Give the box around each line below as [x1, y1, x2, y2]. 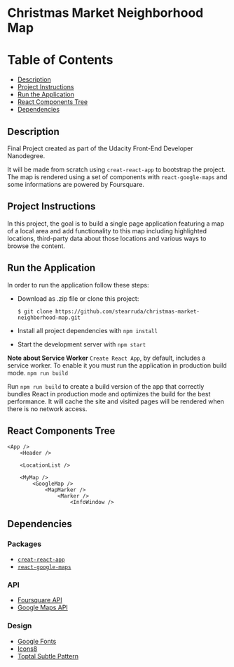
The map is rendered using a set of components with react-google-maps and [7, 172, 228, 181]
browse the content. [7, 241, 65, 250]
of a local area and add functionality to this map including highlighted [7, 226, 207, 235]
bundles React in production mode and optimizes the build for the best [7, 389, 211, 398]
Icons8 [17, 645, 38, 653]
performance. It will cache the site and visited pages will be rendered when [7, 397, 224, 406]
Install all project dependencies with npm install [17, 326, 158, 335]
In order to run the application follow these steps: [7, 280, 149, 289]
